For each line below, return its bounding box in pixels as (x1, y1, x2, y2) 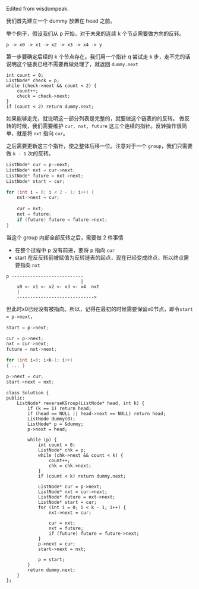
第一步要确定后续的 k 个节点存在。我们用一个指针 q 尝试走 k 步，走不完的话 (6, 53, 191, 60)
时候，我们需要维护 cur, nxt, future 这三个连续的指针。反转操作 (16, 122, 177, 129)
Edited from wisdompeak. (6, 5, 70, 12)
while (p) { (27, 437, 58, 442)
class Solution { (6, 389, 49, 395)
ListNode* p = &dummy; (27, 421, 84, 427)
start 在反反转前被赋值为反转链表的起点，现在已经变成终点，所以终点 (14, 254, 184, 261)
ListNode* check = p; (6, 77, 60, 83)
